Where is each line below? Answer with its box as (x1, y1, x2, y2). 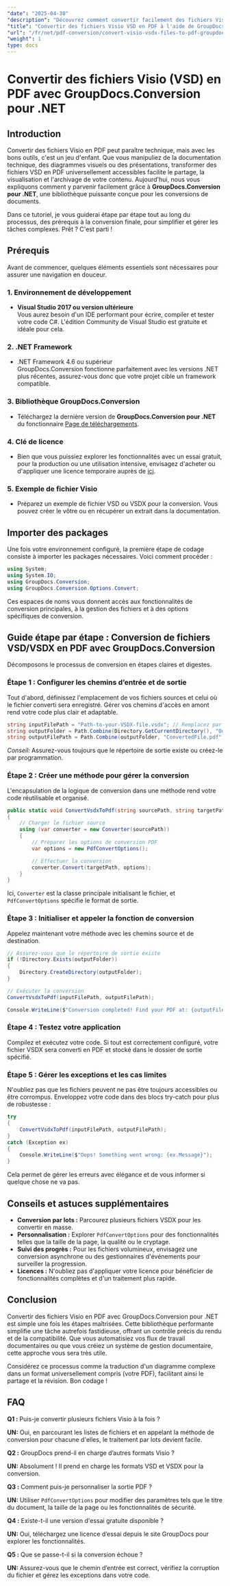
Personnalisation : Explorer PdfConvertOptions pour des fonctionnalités (16, 1230, 219, 1239)
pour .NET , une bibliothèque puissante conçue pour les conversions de (7, 190, 209, 198)
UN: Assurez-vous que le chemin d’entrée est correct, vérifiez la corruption (7, 1563, 220, 1572)
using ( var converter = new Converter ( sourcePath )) (19, 826, 170, 833)
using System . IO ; (7, 572, 57, 579)
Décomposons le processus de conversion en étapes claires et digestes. (7, 660, 212, 669)
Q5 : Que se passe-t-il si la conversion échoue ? (7, 1550, 143, 1559)
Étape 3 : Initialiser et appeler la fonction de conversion (7, 913, 194, 923)
